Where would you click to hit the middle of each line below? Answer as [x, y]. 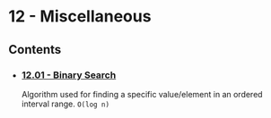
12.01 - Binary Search [69, 75]
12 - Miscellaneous [80, 17]
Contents [35, 50]
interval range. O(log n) [65, 104]
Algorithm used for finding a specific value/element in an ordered [142, 94]
